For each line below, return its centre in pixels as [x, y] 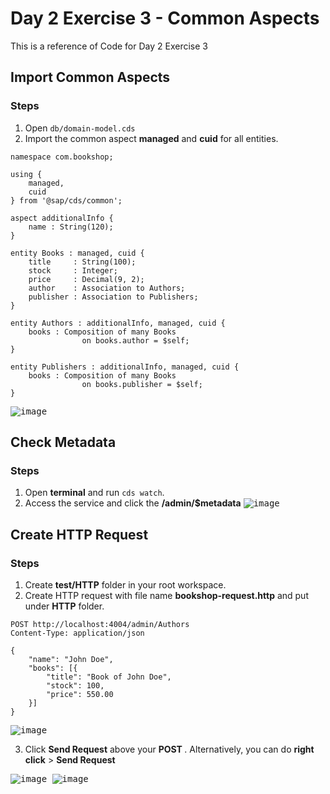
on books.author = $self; [135, 340]
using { [26, 174]
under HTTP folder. [64, 606]
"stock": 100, [75, 686]
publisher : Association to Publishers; [113, 297]
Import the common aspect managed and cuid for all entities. [151, 138]
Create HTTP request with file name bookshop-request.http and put [166, 595]
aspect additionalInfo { [62, 218]
